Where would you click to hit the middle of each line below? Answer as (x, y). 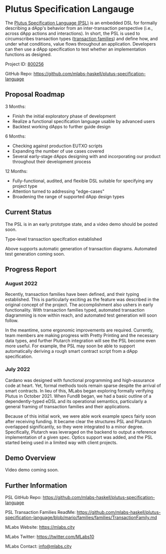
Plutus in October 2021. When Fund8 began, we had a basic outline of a (78, 396)
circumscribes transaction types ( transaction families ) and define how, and (82, 39)
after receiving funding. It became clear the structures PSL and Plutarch (79, 421)
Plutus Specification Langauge (70, 9)
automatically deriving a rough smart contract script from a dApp (71, 351)
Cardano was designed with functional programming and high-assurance (80, 380)
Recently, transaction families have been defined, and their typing (72, 294)
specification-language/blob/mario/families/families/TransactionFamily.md (81, 518)
